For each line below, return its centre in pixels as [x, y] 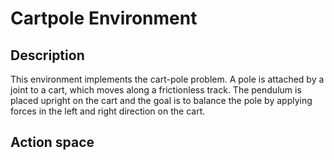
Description [47, 55]
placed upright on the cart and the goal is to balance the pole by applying [161, 100]
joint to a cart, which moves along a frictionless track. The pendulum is [156, 90]
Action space [52, 142]
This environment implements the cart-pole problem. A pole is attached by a [167, 79]
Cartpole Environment [104, 18]
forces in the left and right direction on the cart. [108, 111]
